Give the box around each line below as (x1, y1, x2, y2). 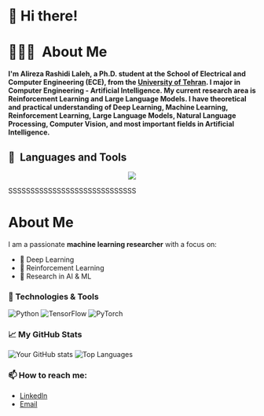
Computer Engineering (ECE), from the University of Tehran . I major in (8, 78, 241, 87)
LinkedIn (19, 391, 48, 400)
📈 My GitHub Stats (8, 329, 82, 341)
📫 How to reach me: (8, 370, 88, 381)
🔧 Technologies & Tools (8, 291, 100, 302)
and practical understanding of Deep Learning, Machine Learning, (8, 102, 229, 112)
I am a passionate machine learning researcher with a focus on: (8, 239, 218, 248)
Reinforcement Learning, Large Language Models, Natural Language (8, 111, 236, 120)
